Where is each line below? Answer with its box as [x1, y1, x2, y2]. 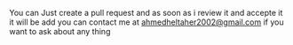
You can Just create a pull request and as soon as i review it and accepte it [9, 8, 283, 18]
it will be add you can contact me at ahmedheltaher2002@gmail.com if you [9, 17, 284, 27]
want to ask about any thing [9, 26, 111, 36]
